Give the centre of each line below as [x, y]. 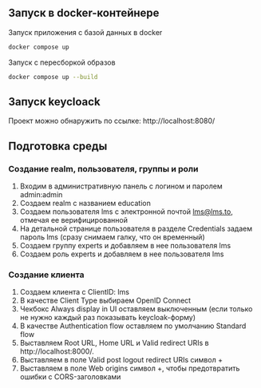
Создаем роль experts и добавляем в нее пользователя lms [122, 254]
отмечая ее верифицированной [73, 220]
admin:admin [41, 195]
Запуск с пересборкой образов [62, 62]
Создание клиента [47, 275]
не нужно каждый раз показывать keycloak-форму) [108, 318]
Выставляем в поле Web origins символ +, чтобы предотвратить [130, 368]
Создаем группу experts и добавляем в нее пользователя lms [125, 246]
